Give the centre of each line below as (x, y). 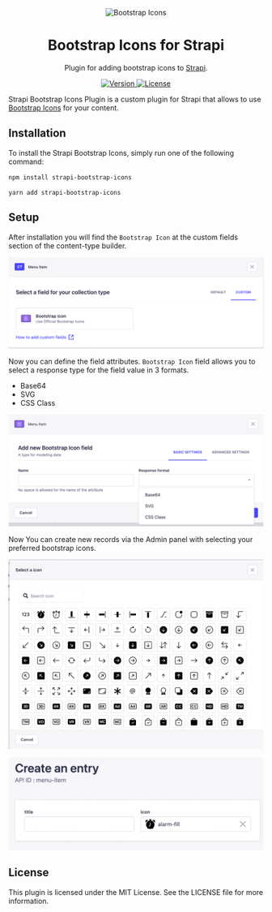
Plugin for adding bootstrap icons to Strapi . (136, 67)
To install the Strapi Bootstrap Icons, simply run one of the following (121, 153)
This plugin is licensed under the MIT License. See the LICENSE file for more (136, 892)
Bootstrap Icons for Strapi (136, 45)
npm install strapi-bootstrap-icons (70, 177)
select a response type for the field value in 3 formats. (99, 370)
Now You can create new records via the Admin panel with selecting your (131, 539)
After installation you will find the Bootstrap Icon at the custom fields (123, 237)
